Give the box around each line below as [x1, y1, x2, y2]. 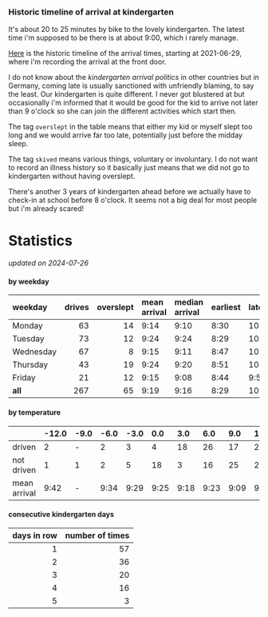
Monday [12, 320, 44, 332]
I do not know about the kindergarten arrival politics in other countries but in [8, 73, 259, 82]
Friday [12, 372, 36, 384]
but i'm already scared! [8, 204, 85, 213]
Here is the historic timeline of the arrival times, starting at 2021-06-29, [8, 49, 242, 58]
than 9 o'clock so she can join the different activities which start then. [8, 106, 237, 116]
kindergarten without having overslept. [8, 171, 136, 181]
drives [64, 302, 89, 313]
